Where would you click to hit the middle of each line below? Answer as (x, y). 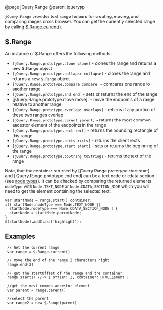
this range (22, 135)
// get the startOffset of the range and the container (65, 273)
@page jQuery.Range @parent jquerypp (45, 7)
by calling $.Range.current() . (34, 27)
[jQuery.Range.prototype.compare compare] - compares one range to (81, 84)
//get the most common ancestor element (49, 286)
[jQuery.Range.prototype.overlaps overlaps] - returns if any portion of (83, 109)
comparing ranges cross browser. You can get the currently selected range (80, 22)
